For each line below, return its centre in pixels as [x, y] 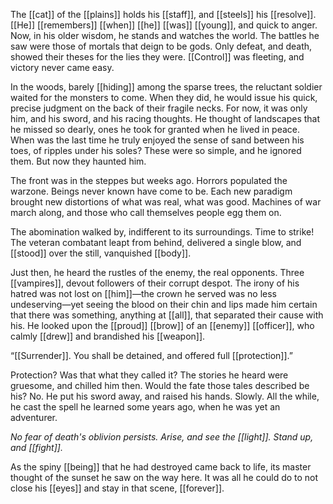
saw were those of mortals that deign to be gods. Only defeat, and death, [161, 46]
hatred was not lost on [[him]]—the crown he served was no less [143, 293]
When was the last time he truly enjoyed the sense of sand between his [157, 140]
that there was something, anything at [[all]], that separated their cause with [167, 315]
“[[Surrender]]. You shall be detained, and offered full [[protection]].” [151, 355]
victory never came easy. [62, 67]
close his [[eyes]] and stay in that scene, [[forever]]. [117, 488]
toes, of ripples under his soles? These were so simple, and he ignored [156, 150]
